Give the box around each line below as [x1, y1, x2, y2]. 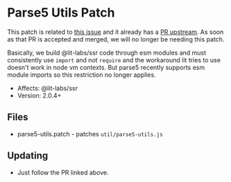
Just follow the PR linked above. [17, 168, 109, 176]
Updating [7, 150, 49, 162]
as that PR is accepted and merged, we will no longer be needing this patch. [7, 35, 225, 43]
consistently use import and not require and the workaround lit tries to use [7, 55, 221, 64]
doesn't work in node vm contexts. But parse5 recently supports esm [7, 63, 205, 71]
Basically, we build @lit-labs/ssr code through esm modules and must [7, 48, 207, 57]
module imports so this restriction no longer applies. [7, 71, 156, 79]
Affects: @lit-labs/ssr [17, 84, 78, 92]
